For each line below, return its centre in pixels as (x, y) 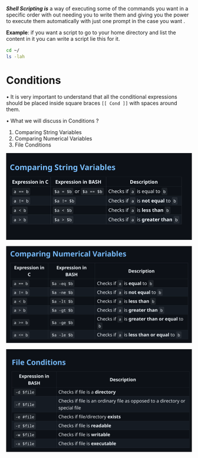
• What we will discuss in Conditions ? (52, 121)
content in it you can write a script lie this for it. (63, 39)
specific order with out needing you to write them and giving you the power (98, 15)
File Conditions (33, 145)
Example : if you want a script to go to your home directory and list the (91, 33)
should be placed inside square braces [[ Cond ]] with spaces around (92, 103)
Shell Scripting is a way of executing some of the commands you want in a (97, 9)
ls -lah (16, 56)
